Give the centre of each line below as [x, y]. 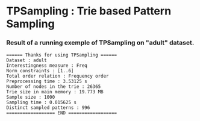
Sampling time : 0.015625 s [42, 103]
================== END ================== [62, 113]
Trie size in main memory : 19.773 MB [55, 92]
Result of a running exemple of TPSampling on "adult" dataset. [100, 43]
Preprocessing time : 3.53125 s [47, 82]
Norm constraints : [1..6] [40, 71]
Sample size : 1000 [31, 98]
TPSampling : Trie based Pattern [89, 11]
